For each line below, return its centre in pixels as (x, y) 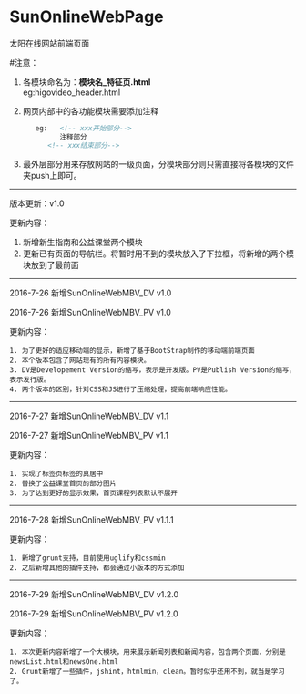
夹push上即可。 (52, 175)
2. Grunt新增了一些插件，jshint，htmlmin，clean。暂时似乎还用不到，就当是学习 (147, 671)
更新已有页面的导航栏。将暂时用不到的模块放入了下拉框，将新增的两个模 (158, 254)
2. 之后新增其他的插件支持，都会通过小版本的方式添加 (97, 567)
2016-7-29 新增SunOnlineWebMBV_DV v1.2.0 (94, 594)
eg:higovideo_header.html (71, 92)
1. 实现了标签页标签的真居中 (56, 473)
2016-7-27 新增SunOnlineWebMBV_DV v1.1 (89, 416)
